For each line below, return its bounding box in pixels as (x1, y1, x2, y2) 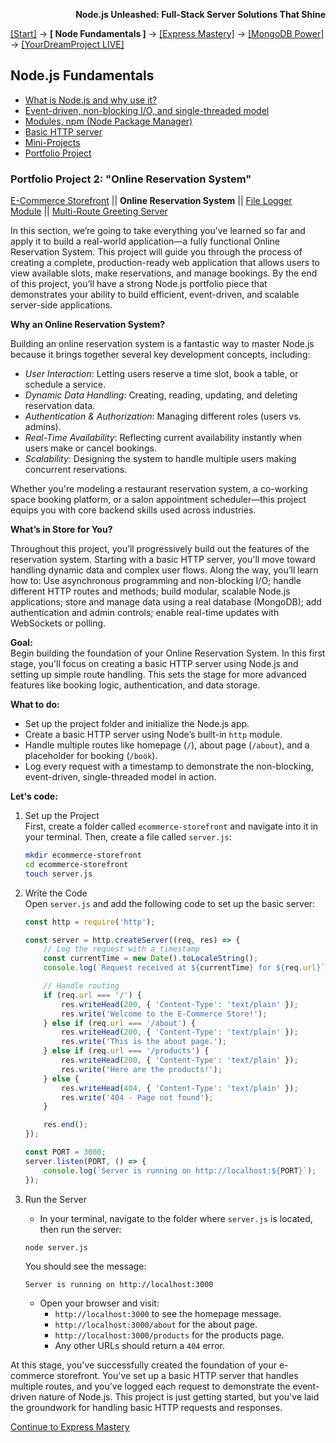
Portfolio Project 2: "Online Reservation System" (10, 172, 252, 186)
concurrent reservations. (24, 464, 128, 476)
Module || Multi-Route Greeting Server (10, 205, 168, 218)
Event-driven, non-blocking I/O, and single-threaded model (24, 104, 270, 116)
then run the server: (39, 1223, 122, 1235)
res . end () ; (43, 1120, 89, 1130)
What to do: (10, 699, 60, 711)
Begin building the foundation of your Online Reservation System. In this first (10, 647, 326, 659)
